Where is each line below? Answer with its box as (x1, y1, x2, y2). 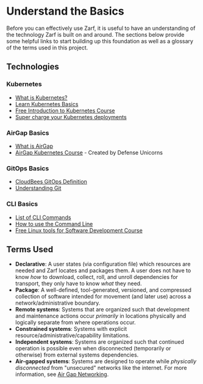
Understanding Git (15, 184, 62, 192)
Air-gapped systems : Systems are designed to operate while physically (15, 358, 197, 365)
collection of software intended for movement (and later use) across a (15, 293, 191, 300)
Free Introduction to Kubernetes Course (15, 107, 115, 114)
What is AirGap (15, 142, 54, 150)
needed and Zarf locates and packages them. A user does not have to (15, 267, 191, 274)
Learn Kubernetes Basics (15, 100, 79, 107)
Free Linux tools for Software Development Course (15, 226, 143, 234)
